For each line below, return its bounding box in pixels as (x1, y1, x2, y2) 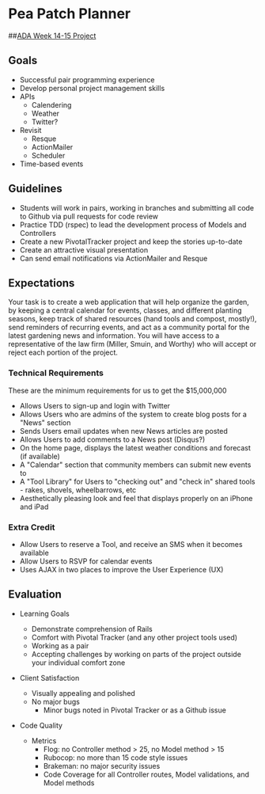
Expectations (8, 276, 75, 290)
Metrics (31, 735, 57, 745)
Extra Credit (8, 522, 55, 533)
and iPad (19, 502, 49, 511)
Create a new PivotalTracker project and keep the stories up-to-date (19, 237, 243, 246)
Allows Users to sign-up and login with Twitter (19, 401, 171, 410)
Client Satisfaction (19, 673, 80, 682)
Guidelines (8, 182, 62, 196)
